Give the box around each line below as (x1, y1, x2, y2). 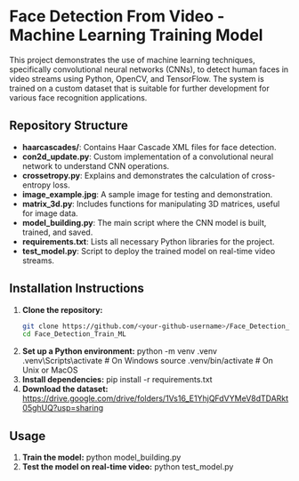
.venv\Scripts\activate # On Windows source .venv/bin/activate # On (21, 356, 274, 366)
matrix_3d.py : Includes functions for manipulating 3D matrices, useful (21, 198, 280, 209)
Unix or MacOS (21, 365, 78, 375)
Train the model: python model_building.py (21, 452, 182, 463)
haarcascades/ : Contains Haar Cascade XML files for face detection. (21, 141, 278, 152)
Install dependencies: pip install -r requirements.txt (21, 374, 213, 385)
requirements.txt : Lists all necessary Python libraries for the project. (21, 236, 275, 246)
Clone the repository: (21, 304, 103, 315)
